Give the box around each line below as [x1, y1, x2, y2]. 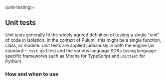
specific [5, 53, 22, 59]
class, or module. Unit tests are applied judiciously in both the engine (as [5, 42, 155, 48]
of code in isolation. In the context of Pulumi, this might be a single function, [5, 37, 162, 43]
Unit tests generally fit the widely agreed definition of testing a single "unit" [5, 32, 160, 38]
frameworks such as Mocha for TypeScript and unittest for [22, 53, 146, 59]
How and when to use [5, 71, 59, 78]
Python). [5, 58, 23, 64]
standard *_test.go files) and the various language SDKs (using [5, 47, 136, 54]
